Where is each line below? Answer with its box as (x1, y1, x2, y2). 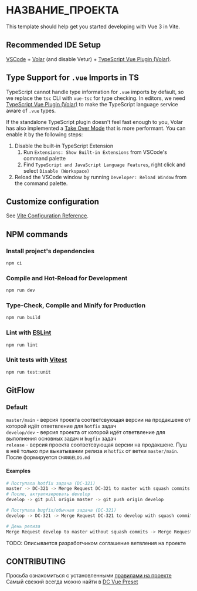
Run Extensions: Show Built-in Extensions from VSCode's (23, 148, 167, 156)
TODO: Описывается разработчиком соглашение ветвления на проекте (6, 539, 186, 546)
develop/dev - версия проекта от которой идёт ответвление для (6, 429, 165, 436)
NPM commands (6, 229, 68, 239)
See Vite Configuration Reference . (6, 212, 89, 219)
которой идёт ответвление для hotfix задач (6, 422, 117, 429)
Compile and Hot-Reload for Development (6, 274, 128, 282)
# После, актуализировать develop (6, 491, 91, 497)
